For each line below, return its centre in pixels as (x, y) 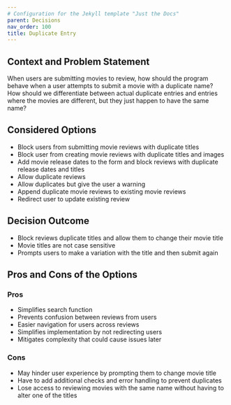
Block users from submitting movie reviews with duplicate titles (108, 147)
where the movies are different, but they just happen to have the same (108, 101)
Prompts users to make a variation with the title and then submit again (118, 253)
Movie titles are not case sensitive (66, 245)
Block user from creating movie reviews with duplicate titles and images (121, 154)
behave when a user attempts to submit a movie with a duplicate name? (110, 86)
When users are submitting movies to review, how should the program (108, 78)
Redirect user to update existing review (74, 199)
